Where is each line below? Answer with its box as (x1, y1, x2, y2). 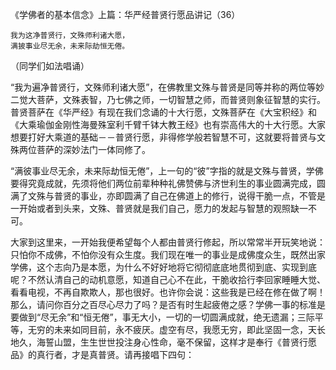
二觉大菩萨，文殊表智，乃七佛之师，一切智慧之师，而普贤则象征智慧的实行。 (10, 94, 326, 105)
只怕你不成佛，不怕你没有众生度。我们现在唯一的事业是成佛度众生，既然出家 (10, 249, 326, 260)
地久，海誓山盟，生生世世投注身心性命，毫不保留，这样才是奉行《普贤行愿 (10, 336, 317, 348)
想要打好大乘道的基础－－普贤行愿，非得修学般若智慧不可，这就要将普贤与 (10, 131, 317, 143)
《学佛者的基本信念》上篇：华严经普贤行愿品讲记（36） (10, 9, 241, 20)
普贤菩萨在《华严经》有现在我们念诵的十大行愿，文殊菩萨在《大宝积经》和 (10, 106, 317, 118)
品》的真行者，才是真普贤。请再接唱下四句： (10, 349, 195, 360)
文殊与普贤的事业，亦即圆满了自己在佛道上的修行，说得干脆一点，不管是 (27, 190, 326, 202)
